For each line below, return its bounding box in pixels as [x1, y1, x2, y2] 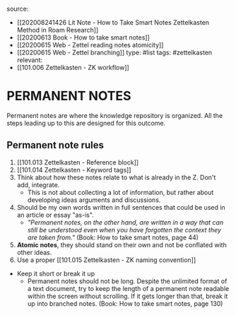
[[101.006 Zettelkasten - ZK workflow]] [16, 64, 130, 71]
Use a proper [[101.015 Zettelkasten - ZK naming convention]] [16, 256, 196, 264]
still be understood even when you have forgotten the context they [27, 225, 222, 234]
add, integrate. [16, 180, 60, 189]
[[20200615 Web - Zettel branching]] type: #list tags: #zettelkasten [16, 48, 213, 57]
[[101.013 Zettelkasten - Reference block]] [16, 157, 139, 167]
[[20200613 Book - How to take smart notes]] [16, 33, 150, 42]
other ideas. [16, 248, 52, 256]
